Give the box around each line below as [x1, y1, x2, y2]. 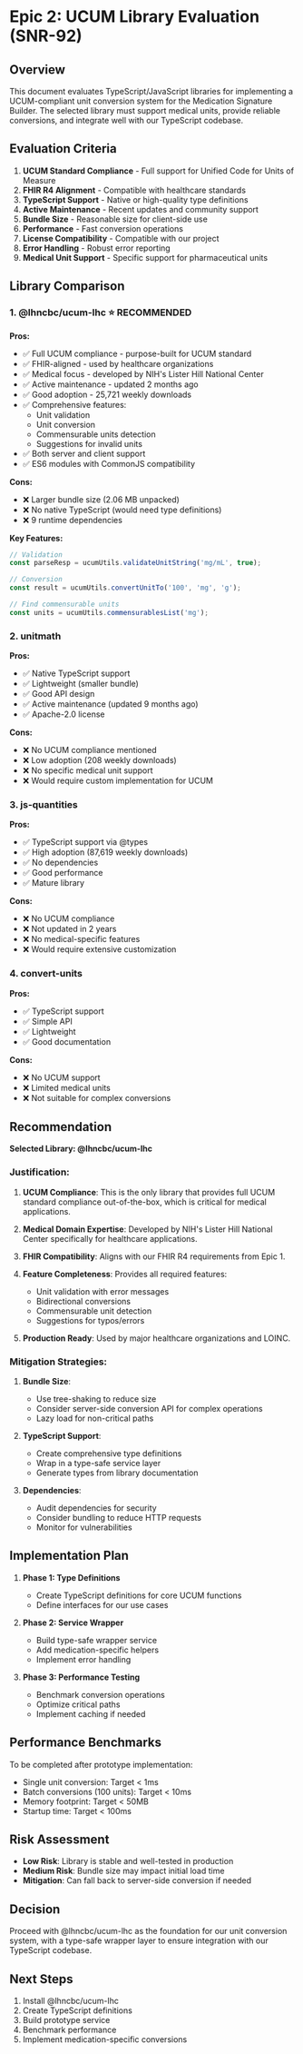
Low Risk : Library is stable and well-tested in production [22, 1856, 234, 1867]
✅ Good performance [22, 868, 103, 878]
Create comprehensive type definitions [35, 1448, 182, 1459]
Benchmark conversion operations [35, 1689, 165, 1700]
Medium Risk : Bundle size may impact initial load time [22, 1865, 225, 1877]
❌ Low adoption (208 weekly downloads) [22, 755, 177, 766]
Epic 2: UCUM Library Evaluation [9, 6, 260, 27]
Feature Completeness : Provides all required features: [22, 1268, 228, 1279]
